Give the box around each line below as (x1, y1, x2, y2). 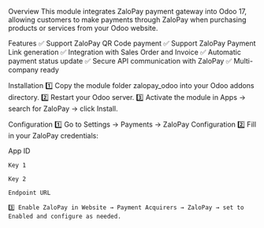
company (8, 65, 39, 74)
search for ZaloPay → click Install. (8, 104, 118, 113)
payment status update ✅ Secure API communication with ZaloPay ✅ (8, 57, 232, 65)
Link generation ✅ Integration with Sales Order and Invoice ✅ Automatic (8, 47, 242, 57)
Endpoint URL (8, 189, 51, 197)
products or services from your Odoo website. (8, 24, 158, 32)
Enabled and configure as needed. (8, 212, 122, 220)
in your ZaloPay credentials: (8, 131, 99, 140)
